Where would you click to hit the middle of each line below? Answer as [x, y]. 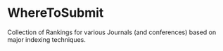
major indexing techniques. [47, 39]
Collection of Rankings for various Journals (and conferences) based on [112, 32]
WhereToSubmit [56, 13]
